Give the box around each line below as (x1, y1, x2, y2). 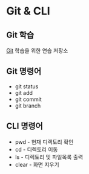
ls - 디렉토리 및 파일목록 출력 (15, 153, 84, 161)
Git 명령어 (6, 66, 42, 77)
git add (15, 89, 33, 96)
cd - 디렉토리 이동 (15, 146, 58, 153)
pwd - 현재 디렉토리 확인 (15, 138, 74, 146)
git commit (15, 95, 42, 103)
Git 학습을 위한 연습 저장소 (6, 47, 68, 54)
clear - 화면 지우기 (15, 161, 59, 168)
